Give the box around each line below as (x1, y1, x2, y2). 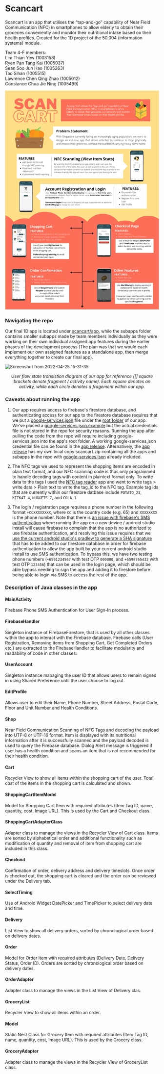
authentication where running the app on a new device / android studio (12, 520, 155, 526)
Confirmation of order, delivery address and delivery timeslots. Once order (5, 868, 155, 873)
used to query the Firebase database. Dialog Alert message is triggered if (5, 742, 153, 748)
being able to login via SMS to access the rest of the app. (12, 572, 128, 578)
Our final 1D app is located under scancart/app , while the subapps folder (5, 328, 151, 334)
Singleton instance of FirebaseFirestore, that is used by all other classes (5, 629, 150, 635)
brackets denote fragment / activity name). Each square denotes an (13, 379, 151, 384)
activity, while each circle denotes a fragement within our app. (19, 384, 145, 390)
